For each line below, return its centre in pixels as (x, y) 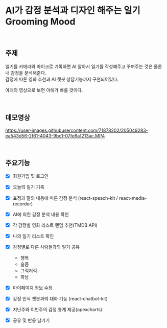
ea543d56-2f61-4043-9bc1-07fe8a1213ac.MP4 (55, 135)
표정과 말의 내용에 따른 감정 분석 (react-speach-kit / (65, 198)
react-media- (133, 198)
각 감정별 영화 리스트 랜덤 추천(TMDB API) (55, 225)
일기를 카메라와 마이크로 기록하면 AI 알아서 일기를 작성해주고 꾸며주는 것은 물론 (84, 66)
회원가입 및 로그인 (30, 176)
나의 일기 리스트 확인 (33, 236)
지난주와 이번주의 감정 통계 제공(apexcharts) (57, 309)
